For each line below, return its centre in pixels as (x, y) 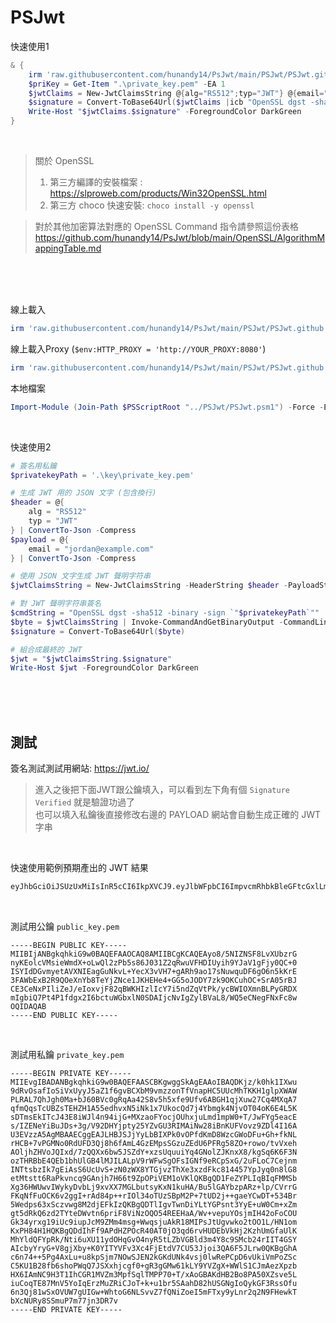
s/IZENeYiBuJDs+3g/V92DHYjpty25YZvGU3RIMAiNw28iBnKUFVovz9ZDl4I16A (154, 1126)
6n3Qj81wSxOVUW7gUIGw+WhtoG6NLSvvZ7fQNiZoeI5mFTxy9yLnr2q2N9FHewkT (154, 1292)
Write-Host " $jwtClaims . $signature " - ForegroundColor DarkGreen (165, 112)
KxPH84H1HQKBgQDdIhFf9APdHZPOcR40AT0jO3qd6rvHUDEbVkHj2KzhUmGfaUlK (154, 1231)
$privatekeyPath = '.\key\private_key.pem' (102, 475)
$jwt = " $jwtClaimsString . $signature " (91, 659)
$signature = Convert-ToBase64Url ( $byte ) (98, 631)
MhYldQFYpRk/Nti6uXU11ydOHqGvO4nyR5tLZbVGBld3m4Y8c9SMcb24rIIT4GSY (154, 1240)
